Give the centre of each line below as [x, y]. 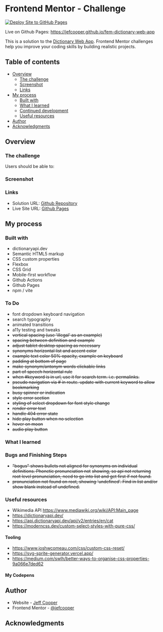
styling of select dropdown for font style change [61, 403]
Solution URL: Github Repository [45, 203]
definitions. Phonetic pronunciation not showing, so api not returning [81, 471]
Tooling [13, 537]
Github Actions [27, 280]
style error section [31, 398]
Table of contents [32, 62]
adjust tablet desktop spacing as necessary [56, 345]
